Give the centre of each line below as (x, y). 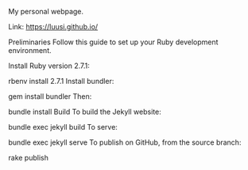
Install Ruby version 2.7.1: (49, 66)
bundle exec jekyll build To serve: (63, 127)
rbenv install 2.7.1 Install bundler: (61, 81)
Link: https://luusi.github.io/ (53, 26)
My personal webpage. (46, 11)
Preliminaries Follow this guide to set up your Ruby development (113, 42)
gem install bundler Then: (50, 96)
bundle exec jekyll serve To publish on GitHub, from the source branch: (125, 142)
